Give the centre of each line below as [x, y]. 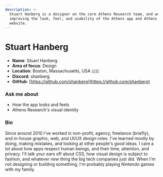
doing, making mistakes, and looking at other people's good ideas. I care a [79, 143]
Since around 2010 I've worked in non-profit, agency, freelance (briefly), [77, 133]
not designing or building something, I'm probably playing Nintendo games [80, 164]
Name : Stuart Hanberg [35, 61]
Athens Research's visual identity [45, 110]
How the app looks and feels [41, 105]
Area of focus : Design [34, 66]
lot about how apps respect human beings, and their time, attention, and [77, 148]
